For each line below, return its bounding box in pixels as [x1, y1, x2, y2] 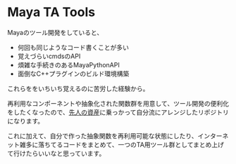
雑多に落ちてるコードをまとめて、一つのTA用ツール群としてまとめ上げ [19, 140, 224, 149]
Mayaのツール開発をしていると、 [7, 28, 104, 36]
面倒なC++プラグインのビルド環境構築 [17, 69, 130, 78]
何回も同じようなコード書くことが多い [17, 43, 129, 51]
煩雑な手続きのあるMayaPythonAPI [17, 60, 120, 69]
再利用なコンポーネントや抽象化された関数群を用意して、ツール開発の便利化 [7, 99, 229, 107]
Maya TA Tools [7, 4, 96, 20]
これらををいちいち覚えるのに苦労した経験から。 [7, 84, 149, 93]
